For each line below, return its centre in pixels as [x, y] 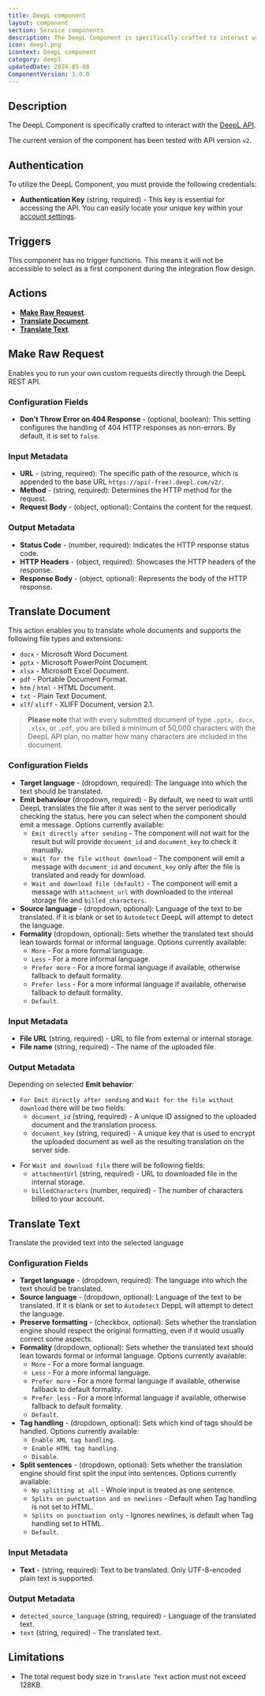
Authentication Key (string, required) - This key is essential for [122, 200]
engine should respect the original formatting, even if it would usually [132, 1330]
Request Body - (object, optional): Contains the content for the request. [136, 507]
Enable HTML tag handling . [75, 1448]
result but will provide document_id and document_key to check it [134, 841]
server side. [51, 1150]
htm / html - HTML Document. [67, 688]
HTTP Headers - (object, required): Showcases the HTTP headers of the [138, 561]
